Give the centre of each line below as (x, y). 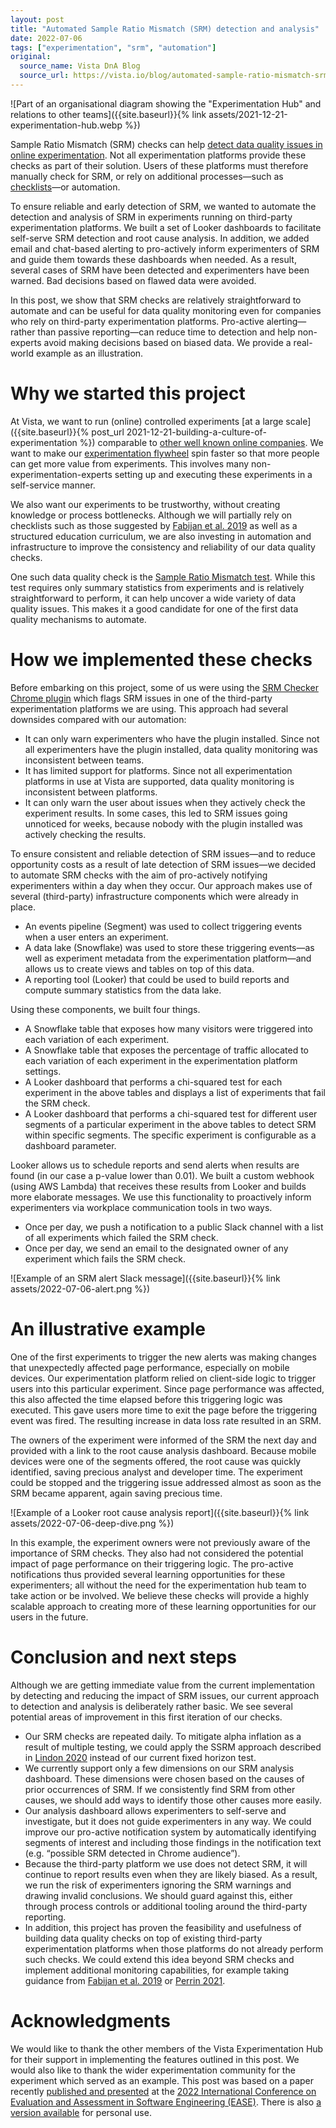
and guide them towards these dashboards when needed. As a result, (153, 259)
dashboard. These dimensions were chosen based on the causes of (164, 1778)
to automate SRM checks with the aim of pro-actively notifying (139, 875)
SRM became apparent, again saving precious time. (116, 1493)
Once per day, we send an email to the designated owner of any (156, 1248)
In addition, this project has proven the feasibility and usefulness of (163, 1927)
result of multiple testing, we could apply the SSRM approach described (173, 1747)
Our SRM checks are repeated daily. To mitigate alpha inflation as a (163, 1736)
